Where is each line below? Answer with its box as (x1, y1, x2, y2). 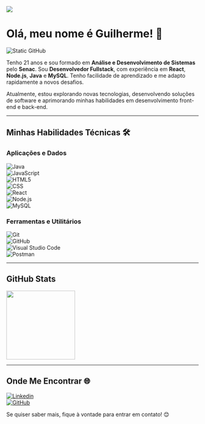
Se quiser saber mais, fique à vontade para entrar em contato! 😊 (6, 411, 170, 418)
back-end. (22, 103, 48, 110)
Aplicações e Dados (6, 149, 67, 157)
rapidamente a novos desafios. (6, 78, 84, 86)
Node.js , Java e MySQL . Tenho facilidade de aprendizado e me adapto (6, 72, 186, 79)
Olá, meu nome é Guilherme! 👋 (6, 27, 163, 41)
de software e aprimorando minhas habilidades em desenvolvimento (6, 97, 179, 104)
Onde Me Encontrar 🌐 (6, 376, 90, 387)
